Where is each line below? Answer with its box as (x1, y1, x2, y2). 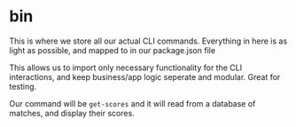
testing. (9, 81, 37, 91)
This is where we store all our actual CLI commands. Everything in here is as (9, 36, 288, 46)
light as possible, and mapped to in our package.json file (9, 44, 215, 55)
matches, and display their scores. (9, 107, 135, 118)
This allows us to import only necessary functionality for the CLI (9, 62, 242, 73)
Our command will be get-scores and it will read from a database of (9, 98, 256, 108)
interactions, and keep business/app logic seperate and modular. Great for (9, 71, 281, 82)
